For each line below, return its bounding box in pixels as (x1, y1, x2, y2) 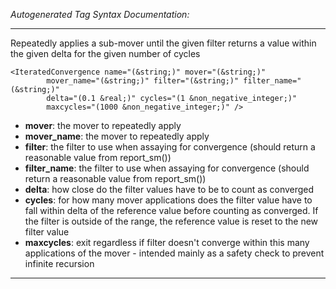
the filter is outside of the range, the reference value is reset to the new (24, 215, 319, 227)
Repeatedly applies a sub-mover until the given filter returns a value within (10, 37, 317, 49)
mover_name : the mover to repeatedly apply (24, 130, 210, 142)
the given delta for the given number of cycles (10, 48, 201, 59)
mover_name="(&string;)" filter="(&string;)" (46, 76, 240, 86)
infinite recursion (24, 258, 95, 269)
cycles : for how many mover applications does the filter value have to (24, 194, 313, 206)
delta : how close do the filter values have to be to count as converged (24, 184, 315, 195)
